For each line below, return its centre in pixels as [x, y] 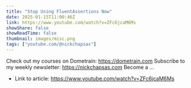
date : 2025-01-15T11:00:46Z [41, 17]
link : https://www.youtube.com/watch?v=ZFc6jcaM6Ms [71, 22]
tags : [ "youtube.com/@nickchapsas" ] [51, 45]
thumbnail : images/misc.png [41, 39]
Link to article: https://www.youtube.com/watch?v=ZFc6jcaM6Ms [94, 78]
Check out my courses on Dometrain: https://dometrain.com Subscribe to [96, 61]
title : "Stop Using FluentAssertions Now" [59, 11]
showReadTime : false [32, 33]
